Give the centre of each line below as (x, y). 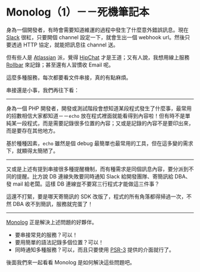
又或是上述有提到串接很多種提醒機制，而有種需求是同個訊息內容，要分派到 (97, 169)
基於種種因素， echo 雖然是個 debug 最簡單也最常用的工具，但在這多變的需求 (100, 143)
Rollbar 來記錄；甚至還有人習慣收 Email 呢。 (60, 65)
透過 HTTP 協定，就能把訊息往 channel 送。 (65, 45)
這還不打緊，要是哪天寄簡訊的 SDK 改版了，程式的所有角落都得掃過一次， (96, 196)
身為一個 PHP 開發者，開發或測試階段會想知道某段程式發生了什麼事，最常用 (99, 108)
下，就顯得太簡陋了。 (32, 151)
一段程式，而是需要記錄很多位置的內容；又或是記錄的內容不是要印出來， (105, 123)
